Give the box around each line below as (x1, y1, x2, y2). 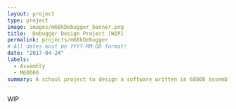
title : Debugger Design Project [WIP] (7, 30, 124, 37)
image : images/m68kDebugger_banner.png (7, 23, 124, 30)
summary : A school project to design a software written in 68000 (7, 75, 206, 83)
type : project (7, 17, 49, 24)
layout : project (7, 10, 55, 18)
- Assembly (13, 63, 46, 70)
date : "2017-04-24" (7, 50, 65, 57)
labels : (7, 56, 30, 63)
